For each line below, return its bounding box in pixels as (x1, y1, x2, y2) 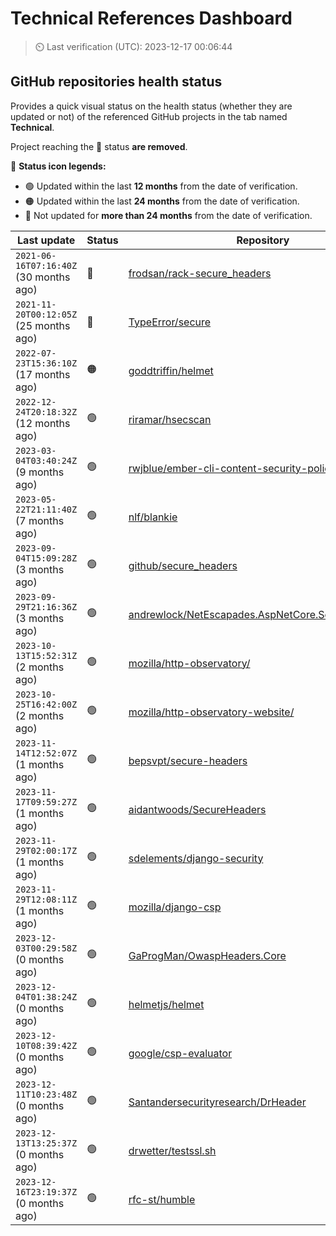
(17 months (15, 367, 71, 381)
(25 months (15, 318, 71, 332)
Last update (17, 233, 76, 247)
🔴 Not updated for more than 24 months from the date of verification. (24, 209, 313, 221)
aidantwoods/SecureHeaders (128, 802, 267, 816)
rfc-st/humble (128, 1192, 196, 1206)
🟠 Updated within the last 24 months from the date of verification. (24, 195, 300, 207)
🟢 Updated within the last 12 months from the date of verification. (24, 180, 298, 192)
